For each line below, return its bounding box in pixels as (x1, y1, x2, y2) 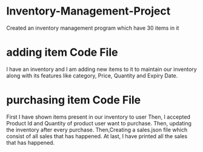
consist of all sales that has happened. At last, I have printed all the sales (6, 132, 188, 140)
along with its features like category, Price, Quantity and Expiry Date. (6, 71, 178, 79)
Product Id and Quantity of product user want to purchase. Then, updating (6, 119, 192, 127)
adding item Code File (6, 45, 118, 59)
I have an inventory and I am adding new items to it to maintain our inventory (6, 65, 197, 73)
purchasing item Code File (6, 93, 141, 107)
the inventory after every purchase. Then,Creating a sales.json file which (6, 126, 188, 133)
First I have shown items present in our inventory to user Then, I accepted (6, 113, 191, 121)
